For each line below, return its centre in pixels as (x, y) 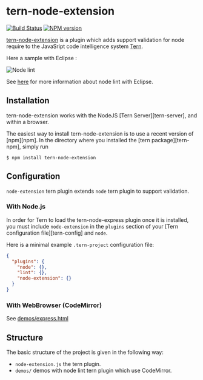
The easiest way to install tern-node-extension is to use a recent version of (100, 133)
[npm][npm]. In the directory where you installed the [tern (78, 140)
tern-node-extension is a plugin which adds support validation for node (95, 40)
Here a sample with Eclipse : (42, 58)
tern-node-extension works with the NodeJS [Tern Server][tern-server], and (102, 115)
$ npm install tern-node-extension (51, 157)
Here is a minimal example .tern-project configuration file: (80, 244)
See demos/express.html (37, 319)
